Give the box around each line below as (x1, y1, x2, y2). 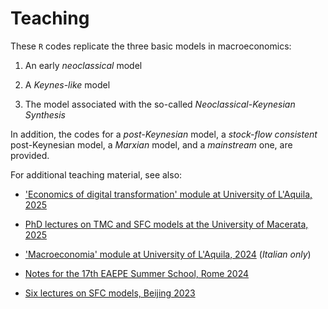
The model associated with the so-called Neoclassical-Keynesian (24, 98, 296, 110)
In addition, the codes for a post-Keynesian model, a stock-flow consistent (10, 128, 318, 140)
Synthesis (24, 108, 67, 121)
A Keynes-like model (24, 78, 111, 91)
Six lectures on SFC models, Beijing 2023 (24, 287, 196, 299)
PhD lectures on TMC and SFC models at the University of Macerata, (24, 218, 309, 230)
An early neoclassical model (24, 59, 143, 71)
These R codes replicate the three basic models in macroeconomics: (10, 40, 292, 52)
